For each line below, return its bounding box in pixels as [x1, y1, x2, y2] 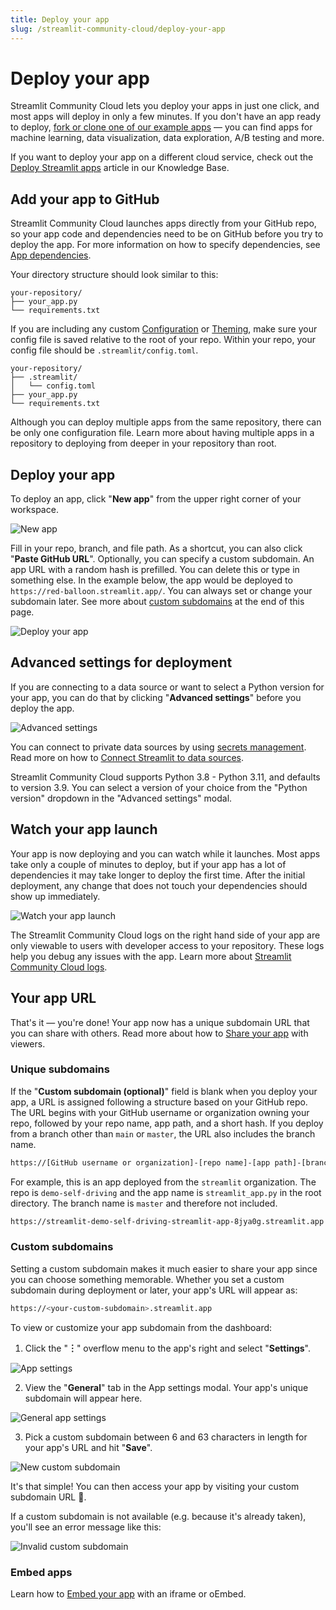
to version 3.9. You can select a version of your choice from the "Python [10, 781, 308, 793]
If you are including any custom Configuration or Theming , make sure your [10, 323, 318, 335]
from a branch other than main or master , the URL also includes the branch [10, 1127, 316, 1140]
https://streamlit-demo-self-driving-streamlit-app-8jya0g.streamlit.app [10, 1216, 325, 1226]
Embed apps [10, 1565, 73, 1579]
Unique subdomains [10, 1062, 110, 1076]
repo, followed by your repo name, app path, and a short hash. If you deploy [10, 1117, 324, 1129]
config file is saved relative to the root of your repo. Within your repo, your [10, 334, 316, 346]
